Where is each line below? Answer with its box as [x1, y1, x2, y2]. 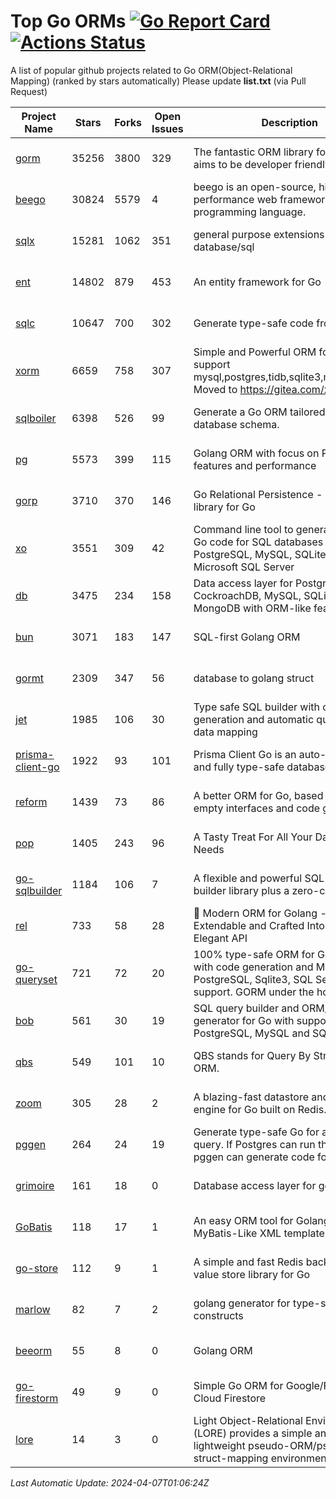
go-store [15, 1261, 58, 1275]
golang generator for [193, 1296, 291, 1310]
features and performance [193, 458, 317, 472]
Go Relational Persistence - [193, 487, 323, 501]
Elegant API [193, 931, 248, 945]
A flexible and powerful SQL [193, 871, 325, 885]
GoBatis [15, 1220, 53, 1234]
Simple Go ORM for [193, 1378, 284, 1392]
